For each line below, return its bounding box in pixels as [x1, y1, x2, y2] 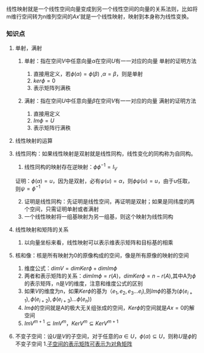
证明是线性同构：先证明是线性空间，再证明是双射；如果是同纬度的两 [24, 198, 195, 205]
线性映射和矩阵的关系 [15, 226, 69, 233]
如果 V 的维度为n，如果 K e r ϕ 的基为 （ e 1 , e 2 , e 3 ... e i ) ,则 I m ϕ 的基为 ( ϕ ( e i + [24, 287, 193, 296]
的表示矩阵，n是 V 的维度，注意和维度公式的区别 [24, 280, 143, 287]
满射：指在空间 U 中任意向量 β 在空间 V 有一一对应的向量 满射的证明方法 [24, 97, 196, 105]
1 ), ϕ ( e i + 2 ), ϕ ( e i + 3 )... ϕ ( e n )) [24, 295, 92, 304]
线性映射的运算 [15, 137, 53, 145]
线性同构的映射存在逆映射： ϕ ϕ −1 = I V [24, 162, 117, 172]
